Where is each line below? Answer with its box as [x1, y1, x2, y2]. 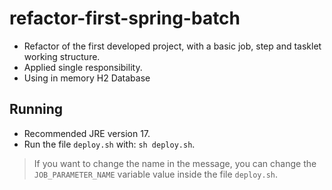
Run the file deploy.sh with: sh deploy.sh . [23, 138, 196, 150]
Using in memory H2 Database [23, 72, 151, 84]
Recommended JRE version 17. [23, 127, 151, 139]
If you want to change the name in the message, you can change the [33, 157, 317, 169]
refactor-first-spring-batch [9, 7, 241, 30]
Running [9, 101, 64, 118]
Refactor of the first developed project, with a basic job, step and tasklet [23, 40, 322, 52]
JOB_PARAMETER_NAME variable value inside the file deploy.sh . [33, 168, 279, 180]
